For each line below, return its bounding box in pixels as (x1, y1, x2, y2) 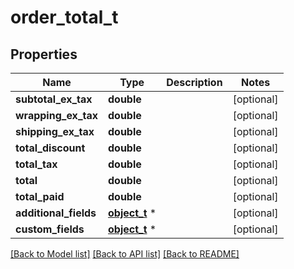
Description (166, 76, 223, 89)
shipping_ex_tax (15, 125, 95, 138)
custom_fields (15, 222, 85, 236)
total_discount (15, 141, 86, 155)
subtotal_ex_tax (15, 92, 93, 106)
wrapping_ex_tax (15, 109, 98, 122)
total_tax (15, 157, 58, 171)
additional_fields (15, 206, 97, 220)
